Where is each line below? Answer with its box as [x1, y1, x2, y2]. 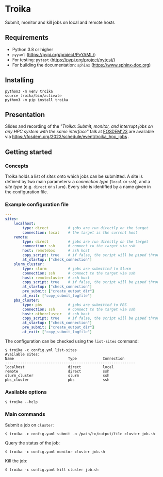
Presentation [5, 110, 45, 119]
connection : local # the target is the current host [22, 230, 138, 235]
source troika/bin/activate [5, 93, 62, 98]
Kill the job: [5, 458, 28, 463]
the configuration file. [5, 189, 48, 195]
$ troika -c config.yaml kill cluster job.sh [5, 467, 98, 472]
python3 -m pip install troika [5, 97, 68, 102]
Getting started [5, 148, 52, 156]
